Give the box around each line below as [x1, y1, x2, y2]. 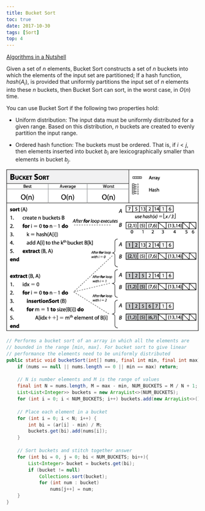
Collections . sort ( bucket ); [38, 473, 108, 480]
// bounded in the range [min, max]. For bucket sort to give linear [6, 345, 187, 351]
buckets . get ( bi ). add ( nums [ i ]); [28, 428, 108, 435]
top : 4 [6, 35, 23, 42]
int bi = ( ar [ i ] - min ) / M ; [28, 422, 103, 428]
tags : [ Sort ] [6, 29, 40, 35]
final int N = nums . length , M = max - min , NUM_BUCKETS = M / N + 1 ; [17, 383, 198, 389]
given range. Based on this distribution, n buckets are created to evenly [15, 122, 195, 130]
